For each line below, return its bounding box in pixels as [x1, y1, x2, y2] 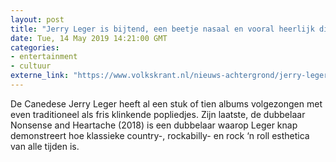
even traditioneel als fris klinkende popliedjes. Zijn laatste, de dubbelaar [10, 108, 306, 120]
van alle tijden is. [10, 140, 80, 152]
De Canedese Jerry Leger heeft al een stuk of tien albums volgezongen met [10, 97, 323, 110]
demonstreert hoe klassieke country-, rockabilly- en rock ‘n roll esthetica [10, 129, 310, 141]
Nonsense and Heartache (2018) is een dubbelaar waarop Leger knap [10, 119, 298, 131]
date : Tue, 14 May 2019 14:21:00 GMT [10, 33, 168, 43]
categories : [10, 42, 60, 53]
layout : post [10, 14, 65, 25]
